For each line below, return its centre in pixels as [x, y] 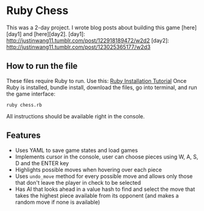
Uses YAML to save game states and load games [76, 150]
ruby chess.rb [24, 105]
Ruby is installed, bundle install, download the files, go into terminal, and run [102, 87]
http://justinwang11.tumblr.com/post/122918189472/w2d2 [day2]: [88, 40]
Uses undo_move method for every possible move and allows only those [104, 176]
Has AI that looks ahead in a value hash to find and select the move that [105, 189]
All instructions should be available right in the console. [76, 116]
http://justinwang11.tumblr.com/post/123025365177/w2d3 [79, 47]
